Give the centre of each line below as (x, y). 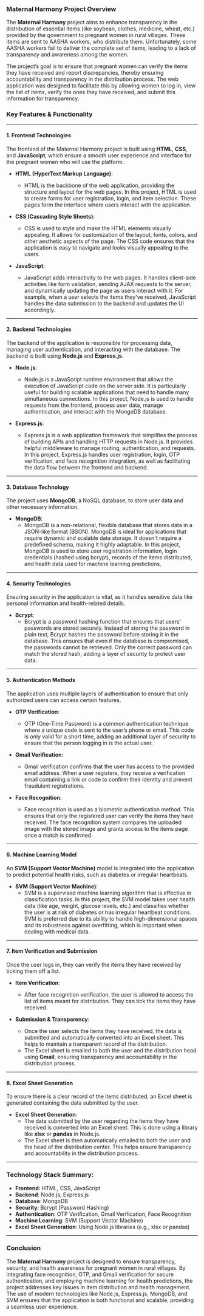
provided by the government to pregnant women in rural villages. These (96, 35)
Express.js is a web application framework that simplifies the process (110, 435)
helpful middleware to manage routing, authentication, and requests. (110, 448)
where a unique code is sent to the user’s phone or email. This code (109, 730)
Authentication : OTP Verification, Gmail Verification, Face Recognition (103, 1214)
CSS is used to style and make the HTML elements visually (98, 228)
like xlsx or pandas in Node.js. (62, 1134)
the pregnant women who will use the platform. (65, 162)
